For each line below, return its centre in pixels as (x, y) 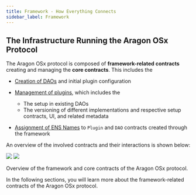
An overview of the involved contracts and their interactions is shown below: (98, 145)
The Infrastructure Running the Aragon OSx (87, 41)
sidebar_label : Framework (37, 17)
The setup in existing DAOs (56, 104)
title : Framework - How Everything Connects (61, 11)
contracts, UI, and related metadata (66, 116)
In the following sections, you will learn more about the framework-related (95, 180)
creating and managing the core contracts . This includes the (80, 70)
